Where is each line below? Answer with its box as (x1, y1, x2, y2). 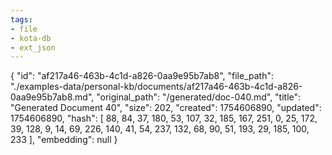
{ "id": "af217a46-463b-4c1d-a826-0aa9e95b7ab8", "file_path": (10, 70, 275, 82)
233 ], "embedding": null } (10, 134, 118, 146)
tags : (10, 14, 33, 25)
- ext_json (10, 42, 56, 53)
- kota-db (10, 33, 52, 43)
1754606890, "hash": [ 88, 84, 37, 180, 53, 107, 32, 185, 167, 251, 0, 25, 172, (10, 112, 318, 125)
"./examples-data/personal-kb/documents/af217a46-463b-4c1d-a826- (10, 81, 303, 93)
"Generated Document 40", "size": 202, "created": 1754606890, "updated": (10, 102, 322, 114)
